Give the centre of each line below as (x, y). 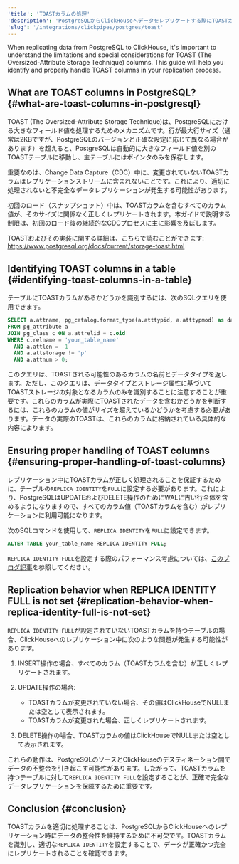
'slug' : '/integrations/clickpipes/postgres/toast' (85, 27)
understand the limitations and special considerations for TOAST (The (110, 55)
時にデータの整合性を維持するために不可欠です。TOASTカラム (136, 836)
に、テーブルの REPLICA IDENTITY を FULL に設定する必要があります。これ (110, 488)
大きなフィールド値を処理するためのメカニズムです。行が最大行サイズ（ (119, 131)
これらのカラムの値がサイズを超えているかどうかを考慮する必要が (128, 410)
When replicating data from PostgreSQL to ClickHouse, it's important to (112, 48)
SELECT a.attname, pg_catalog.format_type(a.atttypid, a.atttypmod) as (116, 320)
